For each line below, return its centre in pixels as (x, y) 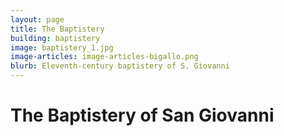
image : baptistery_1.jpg (62, 47)
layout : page (37, 19)
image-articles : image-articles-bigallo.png (104, 57)
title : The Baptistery (57, 29)
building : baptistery (55, 38)
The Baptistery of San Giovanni (142, 115)
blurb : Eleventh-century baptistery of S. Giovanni (120, 66)
